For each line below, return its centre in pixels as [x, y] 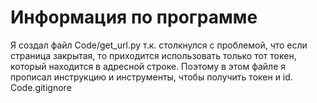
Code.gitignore [41, 87]
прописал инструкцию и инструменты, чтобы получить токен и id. [151, 77]
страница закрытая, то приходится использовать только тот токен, [153, 55]
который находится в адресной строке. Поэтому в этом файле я [148, 66]
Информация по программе [134, 17]
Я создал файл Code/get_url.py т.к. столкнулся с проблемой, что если [159, 45]
